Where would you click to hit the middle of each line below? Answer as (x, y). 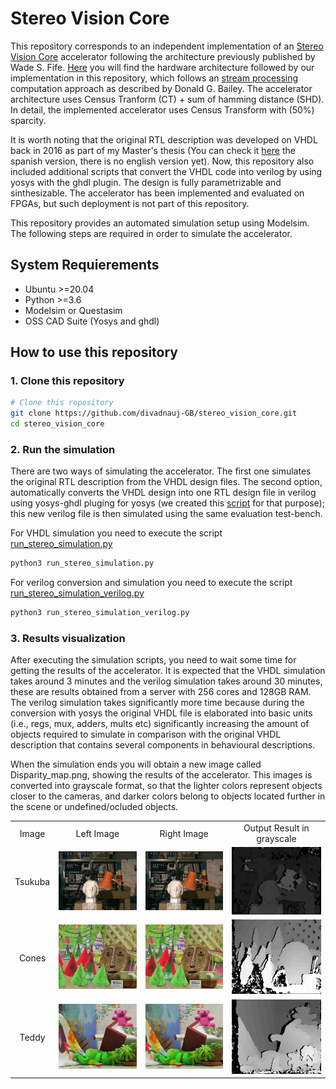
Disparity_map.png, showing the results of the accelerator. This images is (161, 775)
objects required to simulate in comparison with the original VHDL (146, 734)
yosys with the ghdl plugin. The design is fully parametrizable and (146, 182)
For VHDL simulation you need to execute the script (116, 533)
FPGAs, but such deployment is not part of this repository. (130, 203)
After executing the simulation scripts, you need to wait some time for (153, 660)
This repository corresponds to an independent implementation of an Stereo (167, 46)
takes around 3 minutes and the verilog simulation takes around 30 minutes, (166, 681)
